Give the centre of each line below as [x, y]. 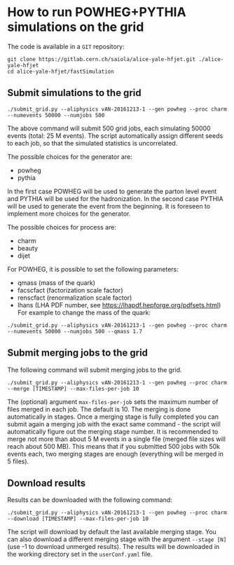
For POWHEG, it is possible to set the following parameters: [93, 269]
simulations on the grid [76, 27]
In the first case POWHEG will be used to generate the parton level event [112, 191]
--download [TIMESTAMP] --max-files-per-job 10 [78, 519]
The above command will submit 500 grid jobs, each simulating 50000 [109, 128]
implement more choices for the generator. [69, 214]
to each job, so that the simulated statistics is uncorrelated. [92, 143]
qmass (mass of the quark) [56, 282]
